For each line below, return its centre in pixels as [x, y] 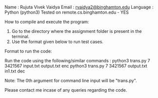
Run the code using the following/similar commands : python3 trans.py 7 [77, 61]
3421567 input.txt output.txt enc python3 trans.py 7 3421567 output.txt [76, 66]
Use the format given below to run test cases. [57, 42]
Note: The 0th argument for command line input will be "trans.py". [71, 81]
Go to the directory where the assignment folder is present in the [77, 31]
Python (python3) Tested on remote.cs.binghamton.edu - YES [67, 12]
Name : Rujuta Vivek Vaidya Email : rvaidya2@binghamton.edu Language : [79, 7]
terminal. [20, 37]
